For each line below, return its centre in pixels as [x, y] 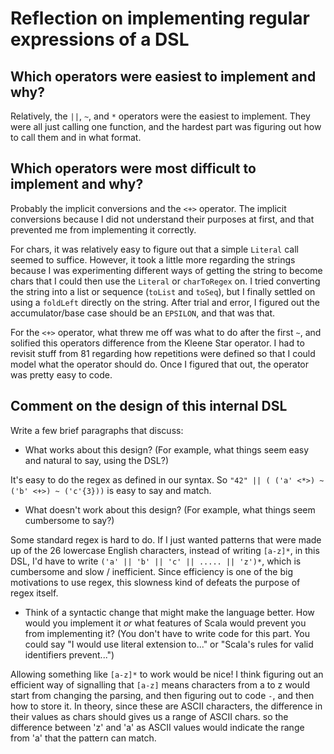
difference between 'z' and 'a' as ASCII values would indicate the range [157, 727]
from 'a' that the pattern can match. [83, 738]
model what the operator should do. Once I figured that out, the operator [159, 364]
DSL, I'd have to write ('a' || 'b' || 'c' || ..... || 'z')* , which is [156, 561]
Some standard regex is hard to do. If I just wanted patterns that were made [166, 539]
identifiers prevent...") [69, 654]
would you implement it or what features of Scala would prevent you [165, 623]
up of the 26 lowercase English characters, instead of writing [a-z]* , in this [165, 550]
